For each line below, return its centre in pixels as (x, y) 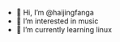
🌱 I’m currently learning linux (64, 29)
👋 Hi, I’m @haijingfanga (55, 13)
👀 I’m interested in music (57, 21)
